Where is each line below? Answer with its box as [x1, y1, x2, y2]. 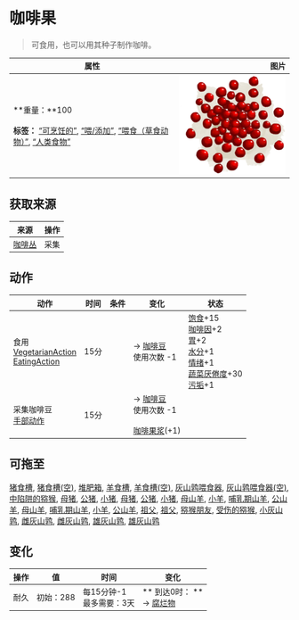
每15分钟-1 [83, 586, 127, 598]
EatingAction [12, 356, 61, 367]
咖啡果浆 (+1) [133, 426, 181, 436]
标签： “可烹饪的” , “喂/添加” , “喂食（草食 [12, 125, 161, 136]
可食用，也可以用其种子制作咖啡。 [30, 39, 157, 50]
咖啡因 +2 [188, 324, 222, 335]
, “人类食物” [28, 136, 71, 147]
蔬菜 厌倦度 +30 [188, 368, 243, 379]
